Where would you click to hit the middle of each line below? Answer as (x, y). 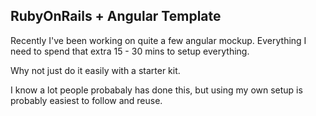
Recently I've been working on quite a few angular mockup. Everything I (158, 40)
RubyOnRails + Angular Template (116, 16)
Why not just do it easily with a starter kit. (95, 70)
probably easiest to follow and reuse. (86, 100)
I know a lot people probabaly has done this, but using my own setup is (156, 90)
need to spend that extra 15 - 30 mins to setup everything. (130, 51)
